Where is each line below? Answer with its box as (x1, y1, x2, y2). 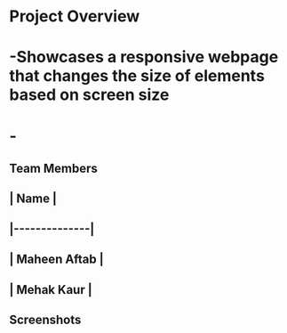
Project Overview (9, 6, 140, 27)
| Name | (9, 191, 58, 207)
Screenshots (9, 312, 82, 327)
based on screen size (9, 85, 170, 105)
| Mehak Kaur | (9, 282, 92, 297)
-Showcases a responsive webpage (9, 47, 279, 68)
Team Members (9, 160, 98, 175)
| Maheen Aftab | (9, 252, 104, 267)
